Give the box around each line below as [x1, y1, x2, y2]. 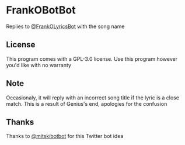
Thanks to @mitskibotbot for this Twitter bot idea [6, 133, 124, 140]
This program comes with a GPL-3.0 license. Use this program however [6, 55, 178, 62]
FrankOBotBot [6, 4, 76, 17]
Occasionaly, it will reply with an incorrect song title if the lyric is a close [6, 94, 180, 101]
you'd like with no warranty [6, 61, 72, 68]
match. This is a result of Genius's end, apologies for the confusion [6, 100, 167, 107]
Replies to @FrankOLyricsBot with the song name [6, 23, 125, 30]
